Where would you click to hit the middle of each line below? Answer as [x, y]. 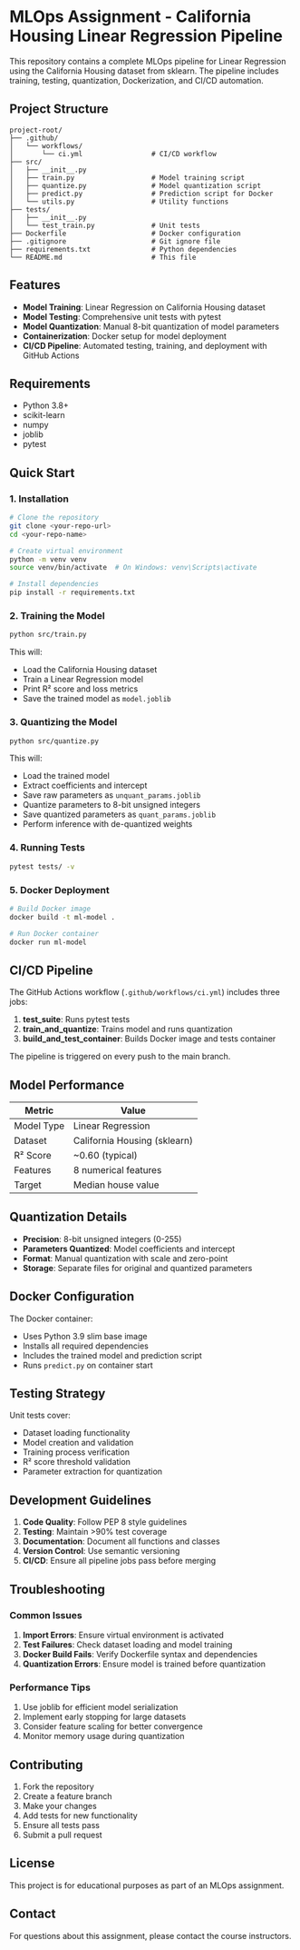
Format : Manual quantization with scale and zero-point [125, 1258]
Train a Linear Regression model [82, 680]
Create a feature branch [67, 1796]
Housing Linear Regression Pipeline [146, 36]
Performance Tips [50, 1687]
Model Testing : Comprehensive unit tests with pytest [122, 316]
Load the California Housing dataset [90, 670]
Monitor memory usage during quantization [103, 1736]
